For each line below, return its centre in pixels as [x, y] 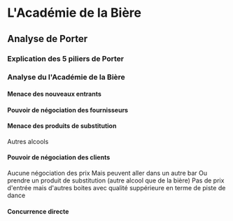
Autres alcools [28, 141]
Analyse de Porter [48, 39]
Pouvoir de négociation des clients [59, 157]
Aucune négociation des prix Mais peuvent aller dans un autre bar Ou [107, 173]
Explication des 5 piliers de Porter [66, 59]
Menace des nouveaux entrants [54, 94]
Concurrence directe [38, 211]
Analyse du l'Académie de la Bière [66, 77]
